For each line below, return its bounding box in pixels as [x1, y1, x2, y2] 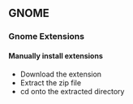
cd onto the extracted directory [19, 86, 125, 96]
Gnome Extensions [8, 31, 85, 42]
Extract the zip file [19, 77, 82, 88]
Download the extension [19, 69, 102, 79]
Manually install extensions [8, 50, 103, 60]
